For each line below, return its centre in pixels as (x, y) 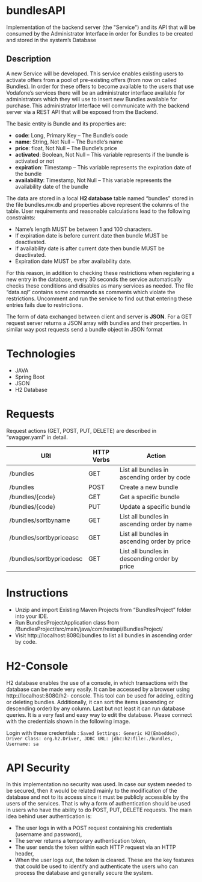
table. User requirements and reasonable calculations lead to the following (98, 211)
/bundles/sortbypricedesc (46, 558)
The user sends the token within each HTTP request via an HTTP (95, 847)
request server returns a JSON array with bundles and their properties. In (97, 323)
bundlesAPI (36, 11)
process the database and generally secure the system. (84, 873)
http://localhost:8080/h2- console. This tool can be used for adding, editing (100, 695)
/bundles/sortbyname (40, 520)
